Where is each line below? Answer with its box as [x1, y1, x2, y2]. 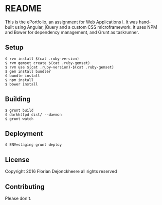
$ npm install [5, 77, 34, 83]
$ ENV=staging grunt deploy [5, 142, 62, 147]
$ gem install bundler [5, 69, 51, 74]
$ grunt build [5, 108, 34, 113]
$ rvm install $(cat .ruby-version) [5, 56, 79, 61]
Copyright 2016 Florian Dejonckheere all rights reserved [5, 169, 117, 174]
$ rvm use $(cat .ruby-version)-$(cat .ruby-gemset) [5, 65, 114, 69]
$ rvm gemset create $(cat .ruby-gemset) [5, 60, 90, 66]
